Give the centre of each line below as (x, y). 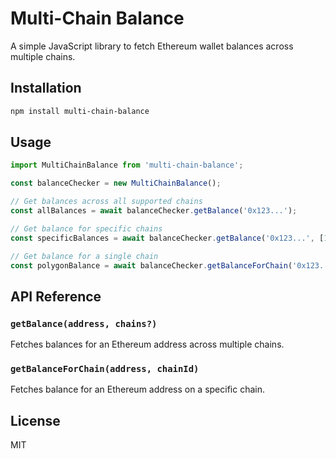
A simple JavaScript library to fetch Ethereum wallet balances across (152, 46)
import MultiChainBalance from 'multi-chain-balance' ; (127, 165)
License (35, 420)
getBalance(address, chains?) (84, 323)
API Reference (56, 296)
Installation (46, 88)
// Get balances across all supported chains (106, 202)
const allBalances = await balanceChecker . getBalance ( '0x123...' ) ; (154, 211)
